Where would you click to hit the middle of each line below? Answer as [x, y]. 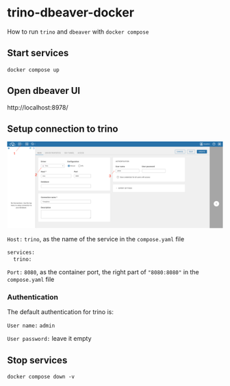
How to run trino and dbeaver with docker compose [78, 32]
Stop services [37, 360]
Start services [38, 53]
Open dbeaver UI [44, 91]
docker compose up [33, 70]
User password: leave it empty [49, 339]
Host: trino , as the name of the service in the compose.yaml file [96, 239]
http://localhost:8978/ [38, 107]
